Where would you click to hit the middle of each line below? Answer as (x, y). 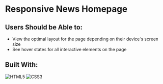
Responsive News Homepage (66, 9)
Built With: (22, 65)
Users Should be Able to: (44, 27)
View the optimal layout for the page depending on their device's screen (85, 39)
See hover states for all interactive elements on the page (69, 49)
